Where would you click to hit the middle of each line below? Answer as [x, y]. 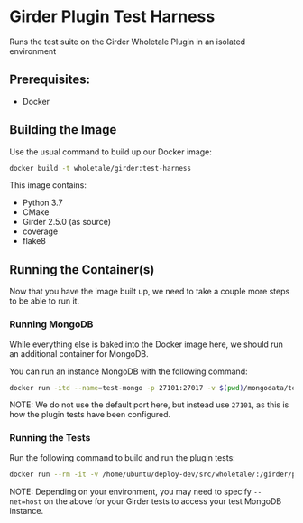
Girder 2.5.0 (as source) [66, 222]
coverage [40, 231]
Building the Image [63, 130]
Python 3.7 [42, 203]
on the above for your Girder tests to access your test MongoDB [163, 501]
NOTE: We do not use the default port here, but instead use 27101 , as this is [149, 405]
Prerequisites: [50, 80]
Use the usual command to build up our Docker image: [110, 152]
